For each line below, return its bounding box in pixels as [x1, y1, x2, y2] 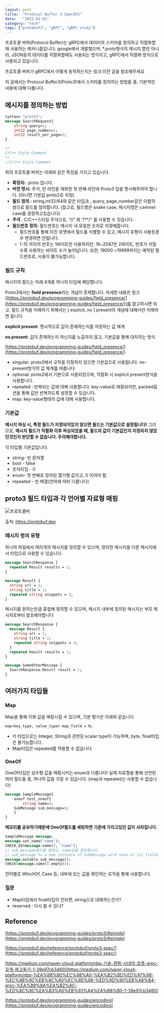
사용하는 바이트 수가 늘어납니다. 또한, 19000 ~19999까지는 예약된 [28, 247, 154, 253]
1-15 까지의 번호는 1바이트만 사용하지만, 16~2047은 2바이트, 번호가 [19, 241, 148, 247]
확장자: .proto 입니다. [12, 179, 53, 185]
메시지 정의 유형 [5, 532, 40, 539]
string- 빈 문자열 [12, 455, 45, 461]
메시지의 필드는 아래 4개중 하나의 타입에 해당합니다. [5, 279, 104, 285]
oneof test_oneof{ [14, 796, 51, 802]
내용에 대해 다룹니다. [5, 85, 45, 91]
